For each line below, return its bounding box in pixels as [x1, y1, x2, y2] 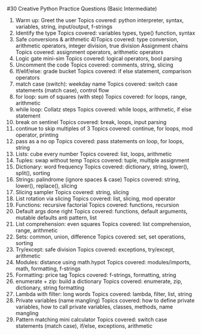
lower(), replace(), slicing [15, 182, 77, 189]
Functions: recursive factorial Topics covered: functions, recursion [15, 201, 179, 209]
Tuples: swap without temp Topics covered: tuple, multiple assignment [15, 157, 190, 164]
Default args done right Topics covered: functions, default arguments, [15, 208, 188, 215]
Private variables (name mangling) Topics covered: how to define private [15, 297, 195, 304]
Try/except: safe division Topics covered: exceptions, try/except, [15, 246, 175, 253]
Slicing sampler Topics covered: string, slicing [15, 189, 129, 195]
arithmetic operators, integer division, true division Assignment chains [15, 42, 188, 49]
